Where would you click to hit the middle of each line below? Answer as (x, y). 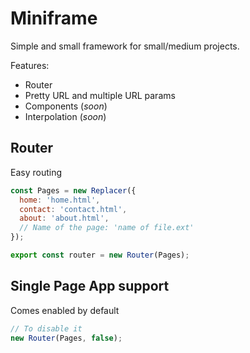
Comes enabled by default (65, 310)
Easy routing (36, 172)
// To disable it (46, 328)
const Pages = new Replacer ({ (73, 190)
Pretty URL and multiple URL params (100, 95)
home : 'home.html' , (60, 200)
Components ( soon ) (66, 106)
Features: (30, 65)
